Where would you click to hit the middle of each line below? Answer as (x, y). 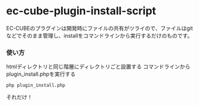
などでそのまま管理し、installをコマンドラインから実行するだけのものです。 (99, 35)
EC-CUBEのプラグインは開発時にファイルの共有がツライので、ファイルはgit (99, 28)
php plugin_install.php (36, 85)
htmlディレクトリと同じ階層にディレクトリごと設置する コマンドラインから (98, 67)
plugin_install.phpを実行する (41, 74)
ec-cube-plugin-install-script (81, 11)
